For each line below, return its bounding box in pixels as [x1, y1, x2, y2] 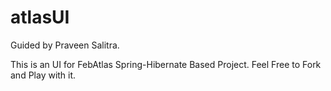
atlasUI [10, 6, 70, 29]
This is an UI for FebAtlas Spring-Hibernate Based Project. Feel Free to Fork [10, 58, 322, 70]
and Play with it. [10, 69, 77, 81]
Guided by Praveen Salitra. [10, 39, 120, 51]
